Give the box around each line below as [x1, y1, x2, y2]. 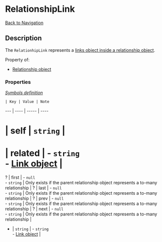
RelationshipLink [5, 3, 75, 15]
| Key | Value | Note [5, 100, 50, 104]
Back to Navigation [5, 20, 43, 26]
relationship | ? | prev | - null [5, 196, 64, 202]
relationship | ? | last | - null [5, 185, 62, 191]
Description [5, 34, 42, 42]
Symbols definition [5, 90, 43, 96]
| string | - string [12, 226, 49, 232]
